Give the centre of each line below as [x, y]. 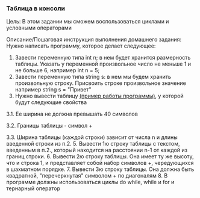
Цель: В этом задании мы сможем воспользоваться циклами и [88, 22]
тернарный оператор [33, 188]
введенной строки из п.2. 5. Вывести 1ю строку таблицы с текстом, [93, 144]
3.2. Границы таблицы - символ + [49, 126]
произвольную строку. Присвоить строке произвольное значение [101, 83]
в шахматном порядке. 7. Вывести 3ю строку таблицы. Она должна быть [100, 169]
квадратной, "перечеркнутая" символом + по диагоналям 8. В [87, 176]
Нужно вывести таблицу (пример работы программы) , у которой [99, 96]
